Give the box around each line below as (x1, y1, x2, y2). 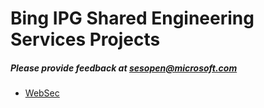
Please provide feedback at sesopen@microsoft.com (10, 62, 238, 74)
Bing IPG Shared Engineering (10, 7, 255, 30)
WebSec (24, 87, 60, 99)
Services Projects (10, 28, 161, 51)
